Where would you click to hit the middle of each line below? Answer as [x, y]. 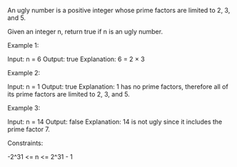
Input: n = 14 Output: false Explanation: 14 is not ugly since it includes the [115, 122]
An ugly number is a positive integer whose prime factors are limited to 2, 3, [119, 10]
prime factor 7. [29, 129]
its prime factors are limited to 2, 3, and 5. [69, 94]
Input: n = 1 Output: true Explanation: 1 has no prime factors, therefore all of [118, 87]
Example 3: [24, 108]
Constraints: [25, 143]
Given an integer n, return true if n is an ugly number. [85, 32]
